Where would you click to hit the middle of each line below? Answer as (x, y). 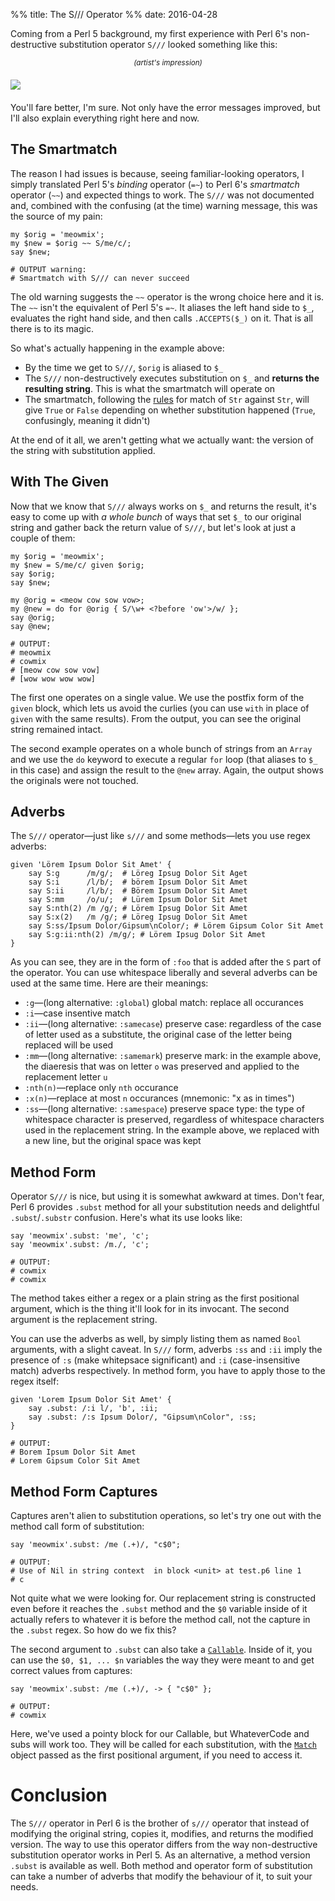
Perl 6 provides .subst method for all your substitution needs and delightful (165, 1207)
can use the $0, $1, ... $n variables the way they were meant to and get (162, 1660)
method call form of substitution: (77, 1526)
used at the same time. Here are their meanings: (109, 983)
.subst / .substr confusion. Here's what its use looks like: (126, 1218)
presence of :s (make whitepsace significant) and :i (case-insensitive (155, 1360)
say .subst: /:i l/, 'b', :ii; (93, 1409)
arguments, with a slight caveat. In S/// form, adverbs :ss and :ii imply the (166, 1350)
